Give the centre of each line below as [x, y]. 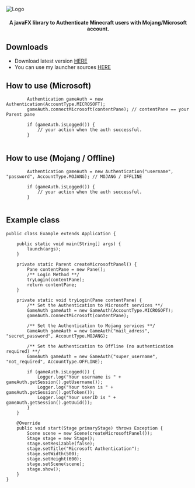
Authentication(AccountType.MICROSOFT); [56, 104]
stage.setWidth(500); [53, 453]
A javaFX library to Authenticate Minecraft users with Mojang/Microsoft [98, 22]
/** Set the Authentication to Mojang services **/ [91, 326]
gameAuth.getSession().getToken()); [51, 392]
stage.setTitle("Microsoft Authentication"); [83, 449]
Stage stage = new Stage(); [61, 438]
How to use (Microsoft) [49, 86]
